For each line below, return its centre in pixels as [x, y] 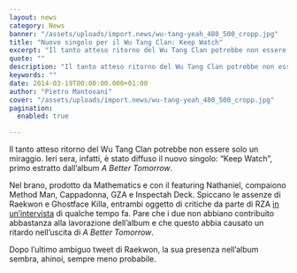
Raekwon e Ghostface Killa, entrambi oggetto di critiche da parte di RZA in [145, 204]
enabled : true [43, 116]
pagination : [31, 108]
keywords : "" [33, 75]
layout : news [33, 17]
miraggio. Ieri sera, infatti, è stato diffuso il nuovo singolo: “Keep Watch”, [141, 159]
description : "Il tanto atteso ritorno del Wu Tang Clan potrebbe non [142, 67]
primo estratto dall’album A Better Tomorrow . [91, 168]
